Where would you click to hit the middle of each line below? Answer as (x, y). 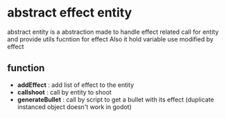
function (26, 68)
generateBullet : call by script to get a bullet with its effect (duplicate (116, 99)
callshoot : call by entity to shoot (64, 92)
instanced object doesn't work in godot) (74, 107)
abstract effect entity (70, 13)
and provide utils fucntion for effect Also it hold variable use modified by (110, 39)
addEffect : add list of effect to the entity (76, 85)
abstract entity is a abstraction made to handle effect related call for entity (113, 32)
